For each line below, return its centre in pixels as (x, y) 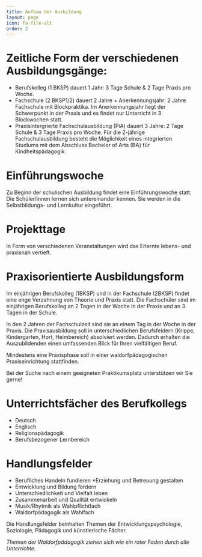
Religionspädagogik (39, 433)
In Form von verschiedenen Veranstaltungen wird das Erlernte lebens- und (99, 246)
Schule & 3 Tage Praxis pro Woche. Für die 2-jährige (80, 132)
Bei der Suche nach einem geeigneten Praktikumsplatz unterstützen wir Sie (100, 373)
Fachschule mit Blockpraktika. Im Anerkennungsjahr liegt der (90, 107)
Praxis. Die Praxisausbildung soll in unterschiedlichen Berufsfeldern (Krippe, (101, 330)
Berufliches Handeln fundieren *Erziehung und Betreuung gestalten (99, 480)
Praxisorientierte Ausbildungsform (95, 277)
